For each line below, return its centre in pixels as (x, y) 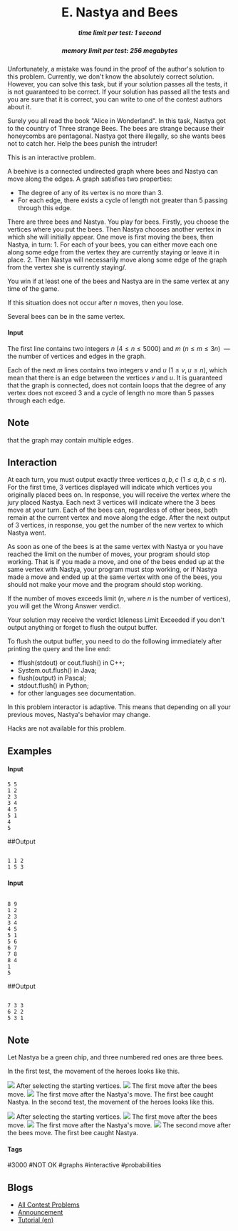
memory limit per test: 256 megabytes (120, 51)
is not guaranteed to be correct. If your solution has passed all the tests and (119, 92)
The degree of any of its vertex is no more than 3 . (90, 192)
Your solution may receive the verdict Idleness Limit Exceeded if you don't (116, 620)
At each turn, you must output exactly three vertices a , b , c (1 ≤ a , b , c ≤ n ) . (117, 480)
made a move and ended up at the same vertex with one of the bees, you (115, 577)
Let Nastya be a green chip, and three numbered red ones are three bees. (116, 1057)
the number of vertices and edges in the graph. (77, 356)
